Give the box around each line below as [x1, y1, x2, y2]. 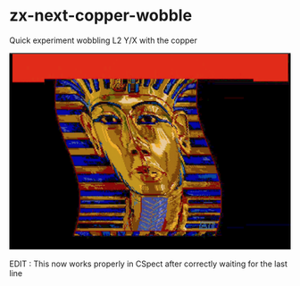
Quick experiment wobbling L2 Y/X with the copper [9, 35, 198, 46]
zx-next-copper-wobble [9, 5, 193, 26]
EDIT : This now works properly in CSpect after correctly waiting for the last [9, 258, 288, 269]
